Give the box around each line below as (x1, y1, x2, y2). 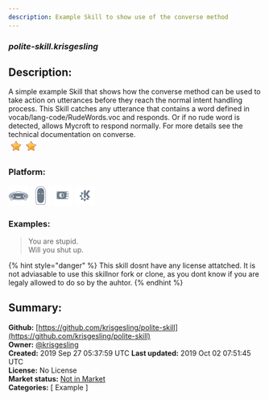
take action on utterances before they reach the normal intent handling (8, 95, 243, 105)
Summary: (8, 301, 62, 315)
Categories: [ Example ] (8, 382, 89, 392)
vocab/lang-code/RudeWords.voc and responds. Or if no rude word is (8, 113, 240, 123)
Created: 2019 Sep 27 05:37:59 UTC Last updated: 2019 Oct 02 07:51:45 (8, 348, 251, 358)
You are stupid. (27, 236, 79, 246)
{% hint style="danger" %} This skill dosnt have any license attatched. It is (8, 260, 256, 270)
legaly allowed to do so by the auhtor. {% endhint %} (8, 277, 184, 287)
